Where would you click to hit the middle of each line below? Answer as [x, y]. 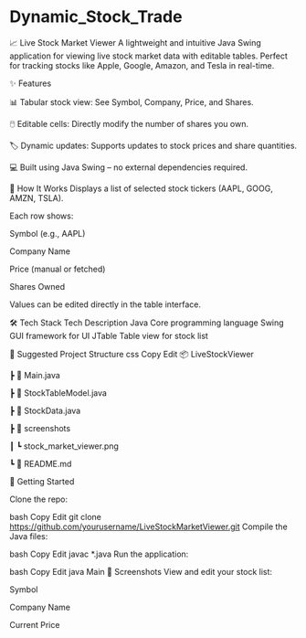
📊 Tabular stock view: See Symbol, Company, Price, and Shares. [132, 101]
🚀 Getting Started [42, 481]
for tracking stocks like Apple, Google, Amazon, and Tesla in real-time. [142, 65]
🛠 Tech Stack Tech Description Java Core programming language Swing [147, 323]
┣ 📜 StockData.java [45, 410]
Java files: [29, 536]
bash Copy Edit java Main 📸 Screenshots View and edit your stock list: [141, 571]
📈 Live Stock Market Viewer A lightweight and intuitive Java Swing [136, 42]
